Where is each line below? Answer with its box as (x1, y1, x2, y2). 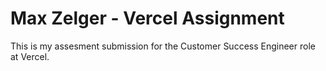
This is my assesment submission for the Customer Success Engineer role (10, 40, 316, 52)
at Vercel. (10, 50, 50, 62)
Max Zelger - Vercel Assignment (10, 7, 285, 30)
